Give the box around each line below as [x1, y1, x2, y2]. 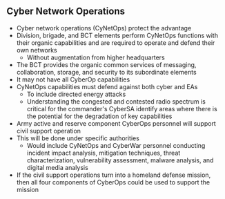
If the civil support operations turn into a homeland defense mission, [16, 171, 211, 179]
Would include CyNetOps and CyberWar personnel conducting [26, 141, 206, 149]
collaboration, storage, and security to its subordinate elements [16, 68, 197, 76]
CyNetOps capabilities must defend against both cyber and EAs [16, 82, 198, 91]
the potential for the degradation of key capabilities [26, 112, 173, 120]
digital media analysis [26, 163, 89, 171]
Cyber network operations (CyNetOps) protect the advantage [16, 23, 192, 32]
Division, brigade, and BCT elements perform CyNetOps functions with [16, 31, 219, 39]
